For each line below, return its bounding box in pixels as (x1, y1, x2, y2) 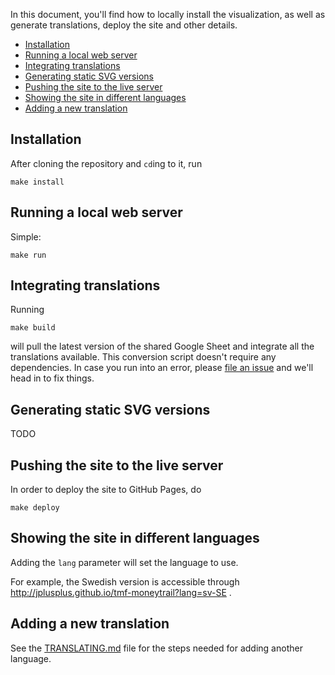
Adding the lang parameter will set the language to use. (10, 556, 239, 568)
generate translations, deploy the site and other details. (10, 19, 238, 31)
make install (10, 177, 65, 187)
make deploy (10, 503, 60, 513)
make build (10, 323, 56, 333)
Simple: (10, 230, 42, 243)
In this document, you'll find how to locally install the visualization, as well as (10, 9, 326, 20)
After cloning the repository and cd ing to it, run (10, 157, 203, 169)
